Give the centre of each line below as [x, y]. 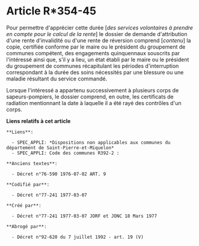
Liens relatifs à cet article [38, 121]
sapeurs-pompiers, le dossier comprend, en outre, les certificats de [90, 97]
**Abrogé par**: [26, 226]
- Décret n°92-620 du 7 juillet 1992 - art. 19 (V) [78, 237]
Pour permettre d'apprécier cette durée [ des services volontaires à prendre [100, 28]
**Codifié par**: [28, 184]
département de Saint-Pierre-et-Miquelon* [60, 148]
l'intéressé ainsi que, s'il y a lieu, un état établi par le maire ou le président [98, 59]
